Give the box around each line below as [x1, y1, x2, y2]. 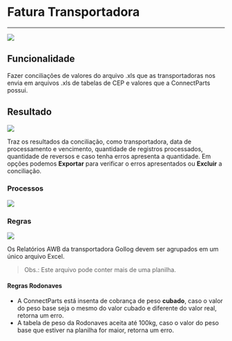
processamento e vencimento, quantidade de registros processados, [7, 144, 204, 153]
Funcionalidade [7, 53, 75, 65]
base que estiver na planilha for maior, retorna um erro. [17, 326, 175, 335]
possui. [7, 86, 28, 94]
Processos [7, 184, 43, 193]
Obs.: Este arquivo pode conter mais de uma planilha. [23, 266, 176, 274]
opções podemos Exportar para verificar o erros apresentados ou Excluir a [7, 159, 222, 168]
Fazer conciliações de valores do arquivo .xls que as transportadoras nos [7, 71, 216, 79]
